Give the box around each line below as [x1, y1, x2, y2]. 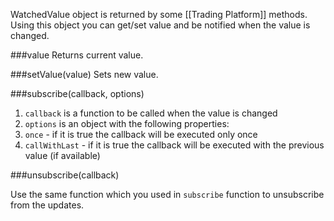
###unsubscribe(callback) [10, 169, 120, 181]
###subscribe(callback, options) [10, 88, 145, 99]
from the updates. [10, 199, 85, 211]
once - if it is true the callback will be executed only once [24, 129, 258, 140]
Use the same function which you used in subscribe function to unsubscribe [10, 189, 325, 200]
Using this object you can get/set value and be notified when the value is [10, 19, 311, 31]
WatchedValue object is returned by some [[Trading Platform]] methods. [10, 9, 308, 20]
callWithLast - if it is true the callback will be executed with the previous [24, 139, 325, 151]
